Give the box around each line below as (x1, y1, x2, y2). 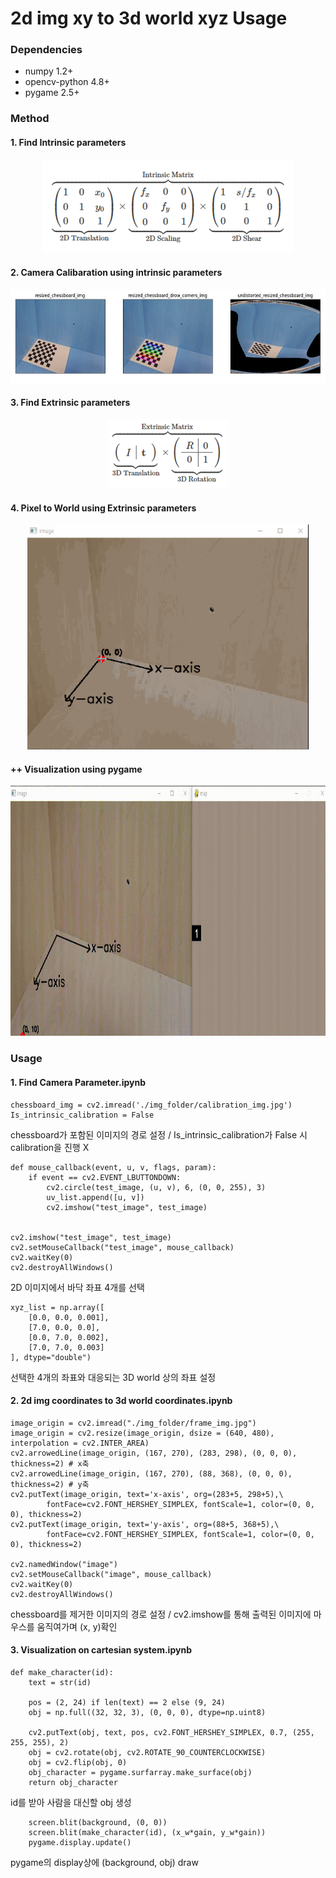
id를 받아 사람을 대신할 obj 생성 (10, 1796, 132, 1808)
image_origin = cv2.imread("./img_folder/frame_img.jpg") (10, 1418, 257, 1428)
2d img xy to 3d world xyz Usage (10, 7, 288, 30)
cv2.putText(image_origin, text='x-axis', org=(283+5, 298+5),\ (10, 1489, 284, 1499)
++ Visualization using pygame (10, 763, 143, 775)
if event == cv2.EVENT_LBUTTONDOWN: (28, 1172, 182, 1182)
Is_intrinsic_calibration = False (10, 1110, 155, 1120)
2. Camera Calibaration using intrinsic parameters (10, 267, 223, 279)
